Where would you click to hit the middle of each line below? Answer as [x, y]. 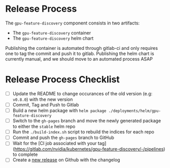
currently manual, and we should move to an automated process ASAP [79, 59]
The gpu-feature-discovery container [52, 33]
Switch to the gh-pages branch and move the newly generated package [87, 121]
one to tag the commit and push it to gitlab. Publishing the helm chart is [80, 53]
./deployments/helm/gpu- [135, 111]
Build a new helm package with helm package [59, 110]
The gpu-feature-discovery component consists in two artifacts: [73, 23]
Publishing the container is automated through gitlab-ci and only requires [82, 48]
